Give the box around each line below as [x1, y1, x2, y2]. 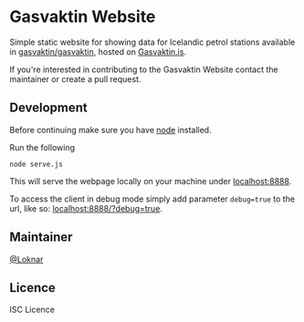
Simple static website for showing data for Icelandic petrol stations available [9, 36, 296, 47]
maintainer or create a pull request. [9, 73, 142, 84]
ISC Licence [9, 304, 55, 316]
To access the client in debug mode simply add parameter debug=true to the [9, 193, 295, 204]
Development [9, 100, 89, 116]
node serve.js [9, 160, 64, 169]
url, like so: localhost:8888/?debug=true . [9, 203, 162, 213]
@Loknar [9, 254, 44, 265]
